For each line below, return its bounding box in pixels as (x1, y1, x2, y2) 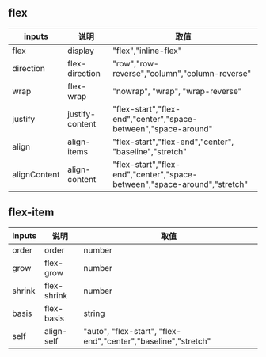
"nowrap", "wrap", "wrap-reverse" (112, 85, 242, 97)
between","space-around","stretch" (112, 178, 248, 189)
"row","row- (112, 58, 160, 69)
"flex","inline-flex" (112, 45, 182, 56)
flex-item (8, 206, 55, 219)
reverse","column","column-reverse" (112, 67, 252, 78)
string (83, 308, 105, 319)
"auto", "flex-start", (83, 325, 157, 336)
